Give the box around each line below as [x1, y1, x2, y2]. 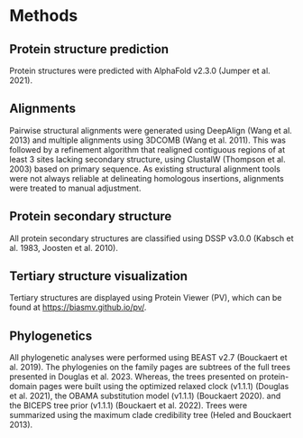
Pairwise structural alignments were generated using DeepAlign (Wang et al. [9, 125, 293, 135]
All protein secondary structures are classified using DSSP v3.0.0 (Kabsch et [9, 232, 294, 244]
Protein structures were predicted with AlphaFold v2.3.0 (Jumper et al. [9, 65, 271, 76]
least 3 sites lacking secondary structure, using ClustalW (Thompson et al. [9, 154, 286, 164]
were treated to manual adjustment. [9, 182, 142, 193]
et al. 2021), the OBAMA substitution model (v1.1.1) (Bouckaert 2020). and [9, 390, 281, 402]
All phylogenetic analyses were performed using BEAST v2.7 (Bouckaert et [9, 352, 288, 363]
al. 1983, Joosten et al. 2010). [9, 242, 119, 253]
